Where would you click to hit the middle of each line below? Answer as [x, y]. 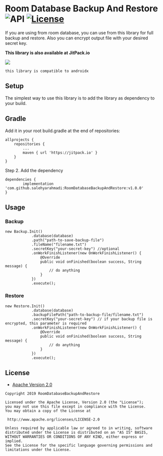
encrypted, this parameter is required [46, 323]
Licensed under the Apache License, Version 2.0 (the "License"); [74, 402]
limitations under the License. [38, 450]
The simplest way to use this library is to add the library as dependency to [80, 98]
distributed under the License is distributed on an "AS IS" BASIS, [77, 433]
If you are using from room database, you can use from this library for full [79, 33]
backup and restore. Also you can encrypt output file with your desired [77, 38]
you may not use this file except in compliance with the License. [76, 407]
